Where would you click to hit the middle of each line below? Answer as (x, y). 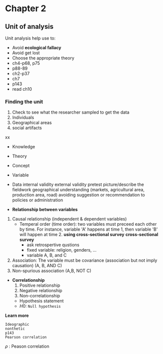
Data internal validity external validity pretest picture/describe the (78, 185)
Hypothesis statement (41, 301)
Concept (21, 166)
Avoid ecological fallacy (37, 48)
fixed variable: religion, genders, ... (61, 250)
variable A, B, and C (47, 255)
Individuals (23, 118)
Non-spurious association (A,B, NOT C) (52, 271)
